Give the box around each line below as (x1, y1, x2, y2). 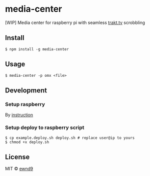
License (5, 153, 30, 161)
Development (5, 86, 48, 94)
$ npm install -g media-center (5, 46, 69, 52)
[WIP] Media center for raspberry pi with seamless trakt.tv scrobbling (5, 20, 146, 25)
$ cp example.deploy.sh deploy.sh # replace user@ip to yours (5, 135, 135, 140)
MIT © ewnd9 (5, 166, 33, 172)
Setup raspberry (5, 101, 45, 108)
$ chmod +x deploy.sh (5, 139, 50, 145)
